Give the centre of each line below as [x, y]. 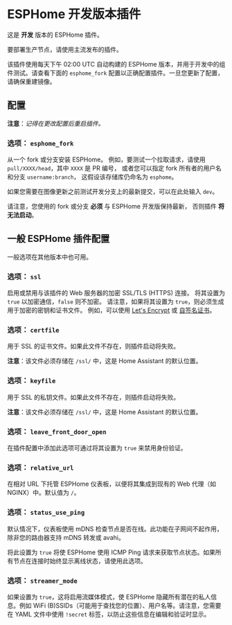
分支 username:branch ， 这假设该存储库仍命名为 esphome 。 [95, 177]
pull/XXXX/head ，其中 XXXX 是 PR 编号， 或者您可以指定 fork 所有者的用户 [111, 168]
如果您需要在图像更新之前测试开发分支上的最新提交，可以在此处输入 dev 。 [113, 192]
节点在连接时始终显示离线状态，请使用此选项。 [80, 561]
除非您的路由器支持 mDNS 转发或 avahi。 [66, 537]
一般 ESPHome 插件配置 [59, 239]
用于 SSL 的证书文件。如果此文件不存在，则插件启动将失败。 [93, 346]
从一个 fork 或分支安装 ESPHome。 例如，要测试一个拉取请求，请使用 [106, 159]
